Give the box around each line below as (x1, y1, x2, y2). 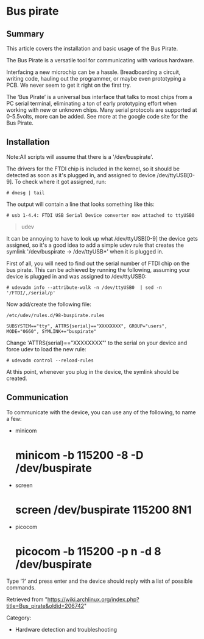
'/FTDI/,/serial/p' (6, 290, 56, 296)
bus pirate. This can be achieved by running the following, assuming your (6, 266, 191, 273)
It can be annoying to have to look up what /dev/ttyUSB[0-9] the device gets (6, 235, 198, 242)
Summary (6, 29, 44, 39)
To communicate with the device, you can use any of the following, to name (6, 408, 196, 416)
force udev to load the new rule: (6, 345, 86, 352)
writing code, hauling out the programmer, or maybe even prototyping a (6, 75, 186, 82)
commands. (6, 584, 37, 591)
